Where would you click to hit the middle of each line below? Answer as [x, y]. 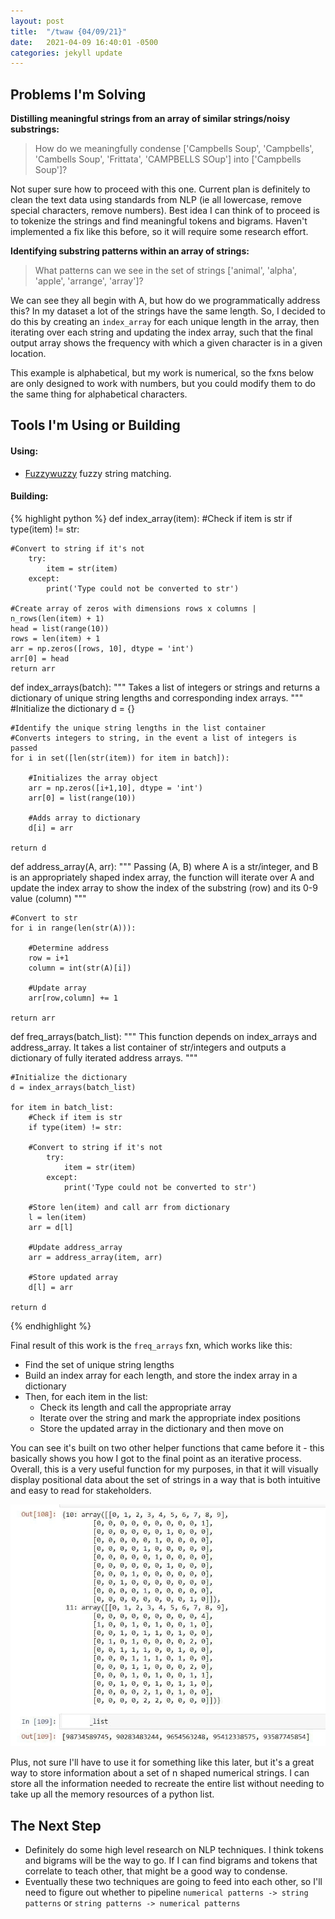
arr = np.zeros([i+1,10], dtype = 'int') [115, 788]
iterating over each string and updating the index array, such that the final [161, 332]
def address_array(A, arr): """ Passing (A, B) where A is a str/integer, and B [164, 866]
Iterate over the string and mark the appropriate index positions [170, 1417]
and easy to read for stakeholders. [81, 1490]
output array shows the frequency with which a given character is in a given [166, 343]
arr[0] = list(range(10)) [82, 798]
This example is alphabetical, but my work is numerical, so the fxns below [162, 373]
